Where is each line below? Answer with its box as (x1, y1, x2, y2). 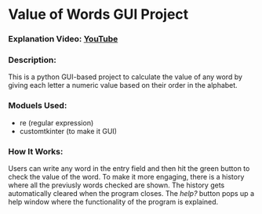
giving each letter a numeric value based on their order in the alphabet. (8, 81, 238, 90)
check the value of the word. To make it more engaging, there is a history (8, 172, 245, 181)
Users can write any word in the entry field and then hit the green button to (8, 164, 250, 173)
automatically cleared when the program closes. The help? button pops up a (8, 189, 255, 198)
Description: (8, 55, 56, 66)
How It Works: (8, 146, 64, 157)
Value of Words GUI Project (8, 5, 189, 24)
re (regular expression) (19, 118, 94, 127)
